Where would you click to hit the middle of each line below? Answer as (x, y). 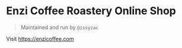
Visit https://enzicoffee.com (40, 39)
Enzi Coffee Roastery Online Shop (91, 11)
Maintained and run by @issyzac (60, 27)
